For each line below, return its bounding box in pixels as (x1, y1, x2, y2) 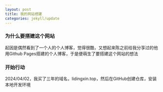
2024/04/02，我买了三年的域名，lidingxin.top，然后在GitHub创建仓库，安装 (5, 76, 157, 81)
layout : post (5, 7, 32, 12)
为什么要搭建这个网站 (5, 33, 55, 39)
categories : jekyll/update (5, 16, 60, 21)
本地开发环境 (5, 81, 31, 87)
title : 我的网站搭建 (5, 12, 42, 16)
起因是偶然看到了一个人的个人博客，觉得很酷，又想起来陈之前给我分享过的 (5, 44, 154, 51)
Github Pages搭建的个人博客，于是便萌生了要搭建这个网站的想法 (9, 51, 138, 56)
